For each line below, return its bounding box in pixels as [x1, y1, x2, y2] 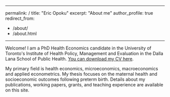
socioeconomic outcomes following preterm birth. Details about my [5, 76, 146, 82]
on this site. [5, 87, 29, 93]
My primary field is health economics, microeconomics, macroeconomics [5, 66, 158, 71]
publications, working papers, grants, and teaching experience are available [5, 82, 163, 87]
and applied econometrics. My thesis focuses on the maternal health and [5, 71, 158, 77]
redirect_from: [5, 16, 35, 21]
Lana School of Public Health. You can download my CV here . [5, 56, 134, 62]
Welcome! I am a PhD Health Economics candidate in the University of [5, 45, 152, 51]
